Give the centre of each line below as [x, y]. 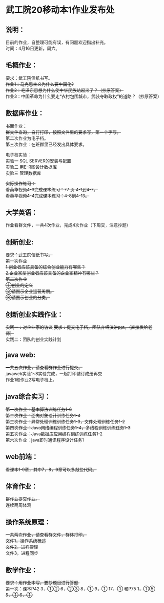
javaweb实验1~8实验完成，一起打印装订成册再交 [54, 373]
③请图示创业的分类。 [28, 298]
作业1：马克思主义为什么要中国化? [40, 84]
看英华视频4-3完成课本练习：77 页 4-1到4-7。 [52, 189]
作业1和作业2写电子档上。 [31, 380]
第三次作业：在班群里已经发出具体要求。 [46, 144]
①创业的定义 [19, 285]
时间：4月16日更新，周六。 [33, 48]
